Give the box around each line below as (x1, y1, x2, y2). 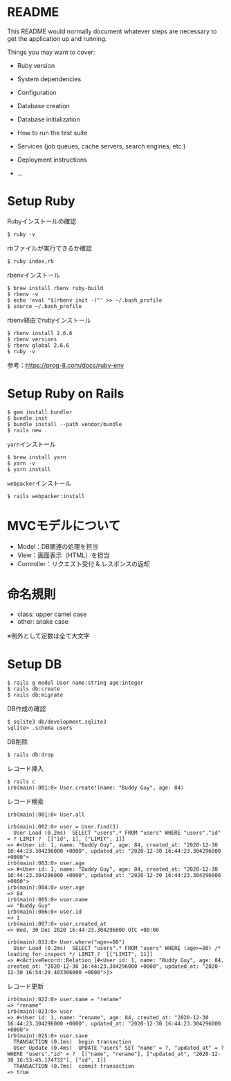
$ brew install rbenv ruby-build (7, 284, 104, 291)
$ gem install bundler (7, 409, 73, 416)
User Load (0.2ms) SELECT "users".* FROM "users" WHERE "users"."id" (13, 829, 221, 836)
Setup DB (7, 656, 62, 672)
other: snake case (17, 617, 68, 625)
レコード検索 (7, 797, 44, 806)
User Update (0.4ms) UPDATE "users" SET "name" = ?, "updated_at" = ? (13, 1044, 225, 1051)
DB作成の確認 (7, 704, 46, 713)
